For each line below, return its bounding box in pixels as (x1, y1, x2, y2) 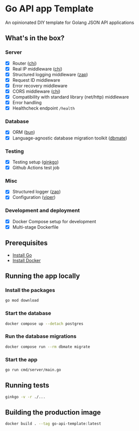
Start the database (5, 310, 51, 317)
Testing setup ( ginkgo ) (12, 159, 59, 165)
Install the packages (5, 287, 55, 293)
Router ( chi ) (12, 60, 37, 66)
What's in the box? (5, 34, 65, 42)
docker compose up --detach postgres (5, 321, 84, 326)
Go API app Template (5, 3, 94, 14)
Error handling (12, 100, 42, 106)
